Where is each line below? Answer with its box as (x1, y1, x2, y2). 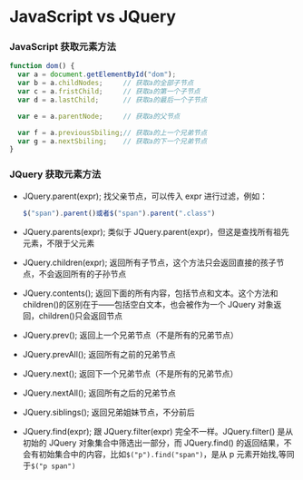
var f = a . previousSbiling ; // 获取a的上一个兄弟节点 (17, 128, 208, 137)
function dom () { (9, 62, 75, 71)
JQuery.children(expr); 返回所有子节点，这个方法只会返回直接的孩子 (22, 257, 277, 268)
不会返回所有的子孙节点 (38, 268, 127, 279)
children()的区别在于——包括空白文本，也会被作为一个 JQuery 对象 (22, 299, 274, 309)
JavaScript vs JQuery (9, 6, 177, 27)
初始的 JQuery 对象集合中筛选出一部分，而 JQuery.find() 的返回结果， (22, 437, 284, 448)
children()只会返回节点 (38, 310, 123, 321)
